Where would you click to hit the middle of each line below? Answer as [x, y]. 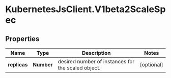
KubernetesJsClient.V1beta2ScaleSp [85, 9]
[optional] [151, 65]
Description [96, 53]
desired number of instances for [96, 62]
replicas [18, 65]
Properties [22, 39]
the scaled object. [79, 68]
